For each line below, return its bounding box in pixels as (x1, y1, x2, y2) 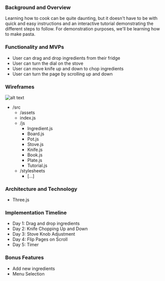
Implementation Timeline (5, 209, 67, 216)
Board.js (27, 131, 45, 137)
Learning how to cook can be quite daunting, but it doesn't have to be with (5, 15, 158, 21)
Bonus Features (5, 254, 44, 261)
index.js (19, 115, 36, 121)
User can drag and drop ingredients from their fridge (12, 55, 120, 61)
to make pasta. (5, 31, 36, 37)
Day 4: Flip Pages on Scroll (12, 236, 68, 243)
